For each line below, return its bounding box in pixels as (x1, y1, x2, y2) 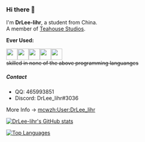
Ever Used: (6, 37, 34, 44)
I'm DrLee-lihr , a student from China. (6, 19, 97, 26)
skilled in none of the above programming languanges (6, 60, 139, 67)
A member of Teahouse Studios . (6, 25, 85, 32)
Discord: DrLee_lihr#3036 (14, 95, 79, 102)
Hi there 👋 (6, 5, 36, 14)
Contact (6, 73, 27, 80)
